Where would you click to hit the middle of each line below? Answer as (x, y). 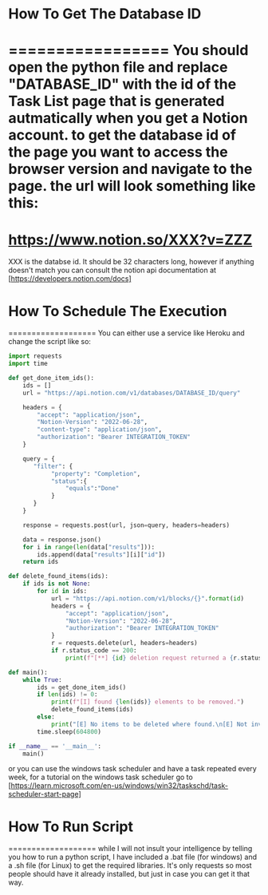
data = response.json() (62, 540)
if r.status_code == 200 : (94, 651)
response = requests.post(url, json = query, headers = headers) (126, 525)
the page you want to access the (118, 152)
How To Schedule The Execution (118, 311)
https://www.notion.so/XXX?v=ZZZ (130, 240)
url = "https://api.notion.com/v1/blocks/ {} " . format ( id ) (148, 598)
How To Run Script (71, 826)
